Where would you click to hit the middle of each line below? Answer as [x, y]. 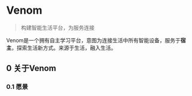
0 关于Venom [31, 68]
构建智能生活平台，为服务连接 [57, 27]
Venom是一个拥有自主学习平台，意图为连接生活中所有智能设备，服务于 [94, 40]
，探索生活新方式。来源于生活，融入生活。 [64, 48]
